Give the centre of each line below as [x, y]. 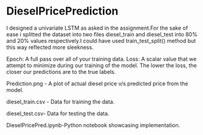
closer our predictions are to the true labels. [61, 71]
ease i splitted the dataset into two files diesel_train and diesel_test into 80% [102, 34]
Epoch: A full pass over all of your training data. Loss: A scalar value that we [101, 59]
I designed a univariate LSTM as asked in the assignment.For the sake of [97, 28]
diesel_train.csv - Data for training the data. [60, 102]
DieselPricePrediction [62, 11]
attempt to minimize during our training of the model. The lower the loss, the [101, 65]
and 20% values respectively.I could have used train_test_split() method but [101, 41]
